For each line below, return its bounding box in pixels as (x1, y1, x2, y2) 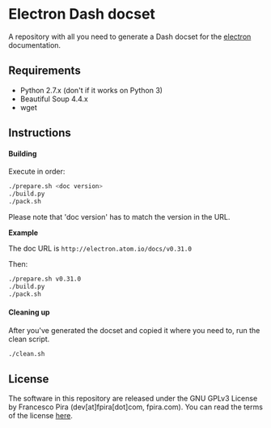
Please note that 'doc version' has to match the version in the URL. (8, 212, 231, 221)
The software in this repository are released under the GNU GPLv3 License (8, 394, 258, 404)
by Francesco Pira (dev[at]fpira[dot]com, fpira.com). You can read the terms (8, 402, 263, 412)
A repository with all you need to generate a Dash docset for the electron (8, 32, 252, 41)
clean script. (8, 334, 50, 344)
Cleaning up (8, 307, 50, 317)
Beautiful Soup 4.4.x (19, 94, 89, 104)
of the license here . (8, 411, 73, 421)
